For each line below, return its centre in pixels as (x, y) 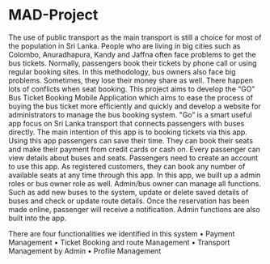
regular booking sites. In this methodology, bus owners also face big (122, 71)
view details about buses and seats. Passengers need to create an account (133, 158)
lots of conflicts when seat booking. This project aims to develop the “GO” (132, 89)
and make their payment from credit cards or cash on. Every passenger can (135, 149)
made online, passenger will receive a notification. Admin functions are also (134, 209)
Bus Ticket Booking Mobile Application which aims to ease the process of (131, 97)
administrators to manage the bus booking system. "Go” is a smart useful (130, 114)
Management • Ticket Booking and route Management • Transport (119, 242)
